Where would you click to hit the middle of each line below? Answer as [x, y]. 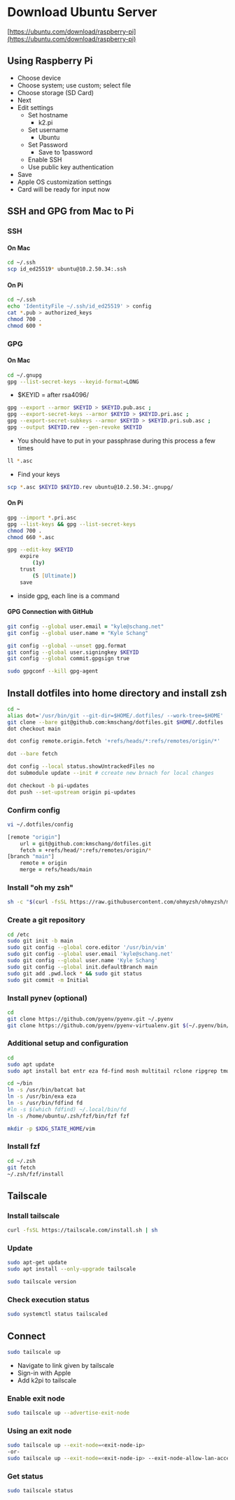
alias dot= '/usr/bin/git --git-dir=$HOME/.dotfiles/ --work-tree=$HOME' [115, 715]
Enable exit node [36, 1398]
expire [29, 557]
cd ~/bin [20, 1084]
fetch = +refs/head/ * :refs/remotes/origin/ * [86, 850]
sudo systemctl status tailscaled [58, 1314]
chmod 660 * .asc [31, 537]
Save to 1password [65, 152]
